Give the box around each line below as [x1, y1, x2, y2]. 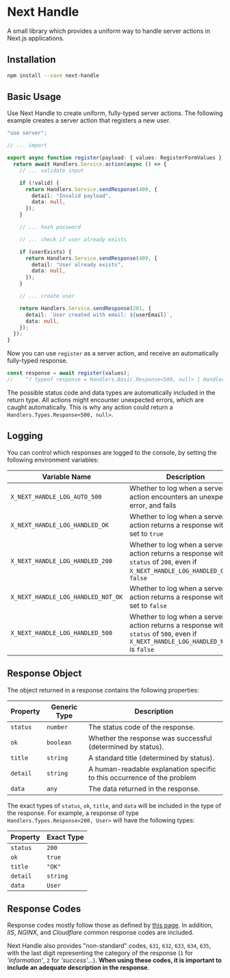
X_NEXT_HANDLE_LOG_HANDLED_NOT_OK [10, 593, 123, 601]
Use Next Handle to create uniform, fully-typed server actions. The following [7, 109, 223, 117]
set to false [129, 601, 168, 610]
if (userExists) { [19, 248, 72, 255]
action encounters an [129, 492, 198, 501]
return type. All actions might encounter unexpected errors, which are [7, 395, 204, 404]
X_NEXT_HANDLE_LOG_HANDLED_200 [10, 557, 113, 565]
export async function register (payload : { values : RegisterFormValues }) [7, 155, 225, 162]
